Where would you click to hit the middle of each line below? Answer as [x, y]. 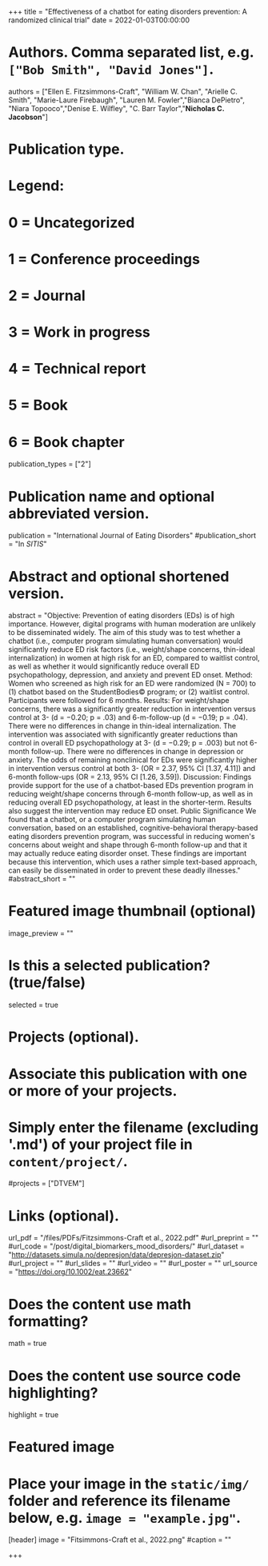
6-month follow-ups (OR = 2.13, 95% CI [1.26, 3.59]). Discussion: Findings [130, 777]
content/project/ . [68, 1161]
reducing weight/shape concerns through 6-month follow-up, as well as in [131, 794]
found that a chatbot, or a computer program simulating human [112, 820]
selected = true [33, 1005]
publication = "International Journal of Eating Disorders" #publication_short [132, 536]
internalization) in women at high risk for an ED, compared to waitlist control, [134, 658]
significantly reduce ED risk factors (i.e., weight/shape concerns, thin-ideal [132, 649]
